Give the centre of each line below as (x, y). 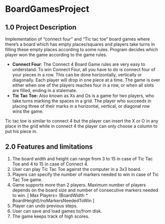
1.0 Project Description (41, 27)
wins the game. (28, 111)
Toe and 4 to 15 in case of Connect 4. (50, 164)
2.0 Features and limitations (49, 147)
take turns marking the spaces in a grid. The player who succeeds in (82, 101)
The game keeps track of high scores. (51, 216)
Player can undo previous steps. (45, 206)
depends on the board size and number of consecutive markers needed (85, 190)
